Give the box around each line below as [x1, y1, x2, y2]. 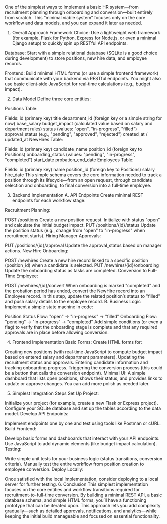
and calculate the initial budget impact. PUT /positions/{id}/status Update [5, 222, 156, 228]
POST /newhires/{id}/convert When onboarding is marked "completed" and [5, 283, 161, 288]
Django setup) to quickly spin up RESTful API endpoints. [12, 40, 128, 46]
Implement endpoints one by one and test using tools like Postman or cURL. [5, 420, 161, 426]
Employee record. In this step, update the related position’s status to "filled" [5, 293, 161, 299]
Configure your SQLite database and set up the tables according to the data [5, 405, 161, 411]
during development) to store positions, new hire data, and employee [5, 55, 147, 61]
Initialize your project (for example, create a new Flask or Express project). [5, 400, 158, 406]
